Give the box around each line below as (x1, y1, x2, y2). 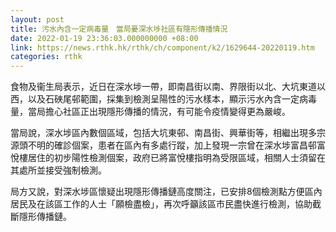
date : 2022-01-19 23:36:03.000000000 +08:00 (10, 33, 199, 43)
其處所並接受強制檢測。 (10, 164, 107, 176)
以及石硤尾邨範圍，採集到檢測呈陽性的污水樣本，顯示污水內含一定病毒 (27, 93, 317, 105)
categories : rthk (10, 52, 83, 62)
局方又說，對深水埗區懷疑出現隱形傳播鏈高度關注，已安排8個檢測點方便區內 (10, 186, 323, 198)
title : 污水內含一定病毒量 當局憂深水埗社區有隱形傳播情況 (10, 24, 228, 34)
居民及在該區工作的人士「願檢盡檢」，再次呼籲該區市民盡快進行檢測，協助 (10, 198, 313, 210)
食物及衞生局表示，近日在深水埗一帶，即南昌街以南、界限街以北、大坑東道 (10, 81, 317, 93)
